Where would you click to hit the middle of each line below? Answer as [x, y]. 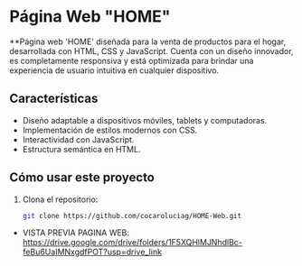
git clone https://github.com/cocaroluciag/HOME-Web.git [132, 216]
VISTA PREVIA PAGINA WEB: [75, 233]
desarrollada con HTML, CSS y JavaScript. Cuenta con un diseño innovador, [151, 50]
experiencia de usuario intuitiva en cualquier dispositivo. [114, 70]
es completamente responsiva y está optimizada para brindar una [132, 60]
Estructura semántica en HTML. [81, 149]
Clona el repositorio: [60, 199]
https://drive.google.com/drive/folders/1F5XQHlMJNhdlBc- [132, 243]
